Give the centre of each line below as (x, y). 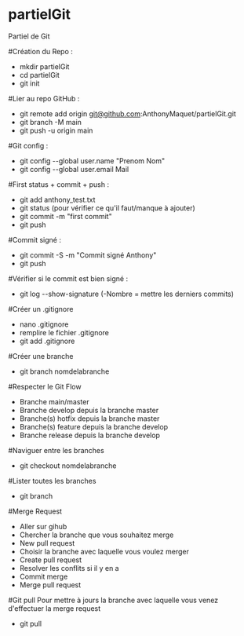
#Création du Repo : (40, 51)
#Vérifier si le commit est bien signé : (68, 278)
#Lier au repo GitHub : (44, 98)
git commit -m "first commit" (66, 216)
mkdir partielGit (44, 66)
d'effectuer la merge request (55, 608)
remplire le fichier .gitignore (64, 332)
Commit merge (44, 576)
